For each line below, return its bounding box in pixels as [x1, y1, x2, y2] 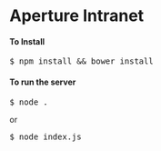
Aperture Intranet [9, 5, 145, 26]
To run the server [9, 76, 76, 87]
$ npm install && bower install [9, 56, 154, 66]
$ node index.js [9, 131, 82, 142]
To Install [9, 35, 45, 46]
